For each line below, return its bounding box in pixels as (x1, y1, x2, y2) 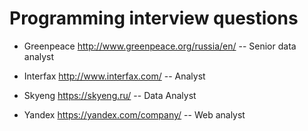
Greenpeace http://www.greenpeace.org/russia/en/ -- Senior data (23, 40, 297, 52)
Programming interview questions (9, 7, 299, 30)
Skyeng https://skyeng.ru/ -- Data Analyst (23, 89, 197, 101)
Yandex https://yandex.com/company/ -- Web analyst (23, 108, 246, 121)
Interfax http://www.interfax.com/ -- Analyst (23, 70, 206, 82)
